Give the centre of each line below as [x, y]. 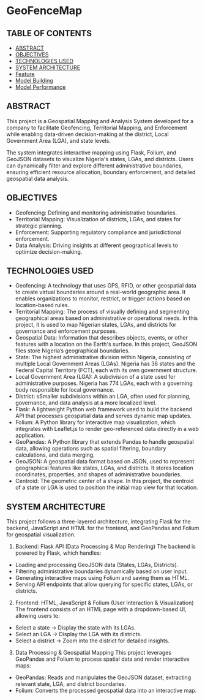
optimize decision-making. [49, 251]
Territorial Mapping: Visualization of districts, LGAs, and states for [98, 219]
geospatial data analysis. [38, 178]
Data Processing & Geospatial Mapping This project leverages [93, 653]
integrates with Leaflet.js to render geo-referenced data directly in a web [107, 429]
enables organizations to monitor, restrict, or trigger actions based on [103, 299]
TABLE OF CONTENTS [49, 33]
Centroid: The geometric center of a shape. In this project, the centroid [104, 481]
